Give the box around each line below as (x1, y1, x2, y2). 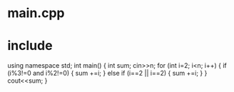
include (7, 38, 53, 54)
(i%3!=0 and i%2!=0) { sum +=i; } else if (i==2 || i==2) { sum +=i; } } (7, 69, 208, 78)
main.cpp (7, 5, 65, 21)
